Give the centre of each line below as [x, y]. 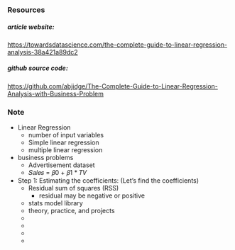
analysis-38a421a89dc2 [43, 52]
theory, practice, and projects [71, 211]
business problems [45, 158]
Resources [26, 10]
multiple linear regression [65, 150]
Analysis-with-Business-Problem [56, 93]
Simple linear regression [64, 142]
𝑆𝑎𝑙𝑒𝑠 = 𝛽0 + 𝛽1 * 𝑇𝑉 [58, 173]
